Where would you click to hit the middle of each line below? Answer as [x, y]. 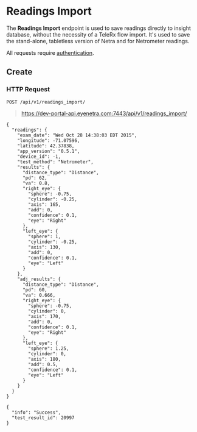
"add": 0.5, [43, 364]
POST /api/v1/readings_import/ [46, 102]
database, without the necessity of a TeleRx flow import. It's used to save [98, 34]
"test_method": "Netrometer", [56, 162]
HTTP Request [28, 90]
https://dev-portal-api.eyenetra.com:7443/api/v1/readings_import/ [104, 113]
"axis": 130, [45, 247]
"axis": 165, [45, 204]
